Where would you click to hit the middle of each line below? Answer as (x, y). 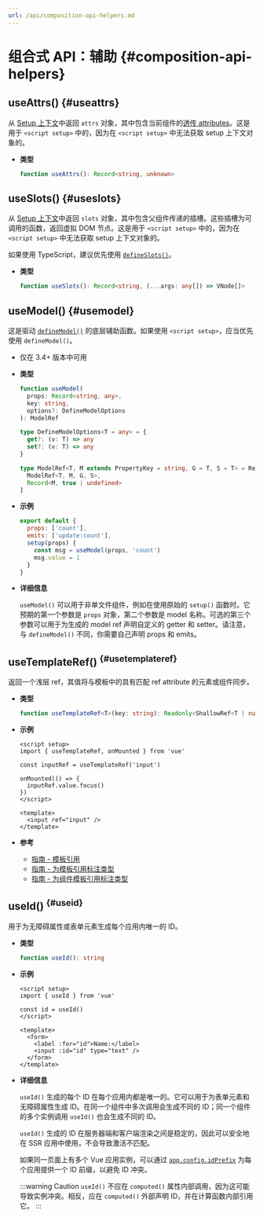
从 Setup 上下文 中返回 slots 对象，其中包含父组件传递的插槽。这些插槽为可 (130, 218)
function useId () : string (62, 958)
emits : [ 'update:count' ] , (69, 536)
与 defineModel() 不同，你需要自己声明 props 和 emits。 (110, 634)
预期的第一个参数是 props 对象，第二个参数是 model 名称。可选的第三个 (135, 615)
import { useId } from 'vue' (67, 996)
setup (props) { (52, 543)
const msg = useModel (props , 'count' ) (97, 550)
